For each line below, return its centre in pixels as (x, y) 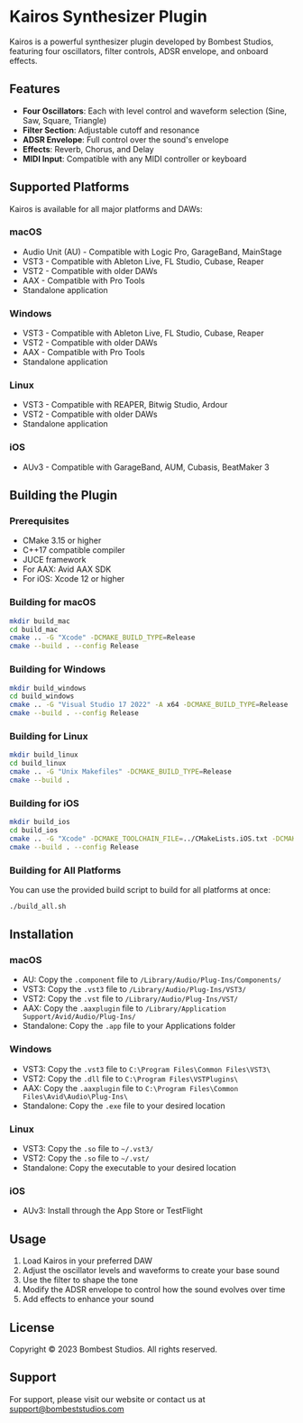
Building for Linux (49, 736)
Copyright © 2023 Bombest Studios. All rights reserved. (114, 1349)
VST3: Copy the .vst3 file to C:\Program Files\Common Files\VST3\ (146, 1069)
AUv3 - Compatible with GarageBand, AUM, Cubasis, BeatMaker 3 (146, 467)
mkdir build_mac (40, 621)
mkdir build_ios (40, 822)
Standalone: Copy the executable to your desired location (129, 1168)
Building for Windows (58, 669)
